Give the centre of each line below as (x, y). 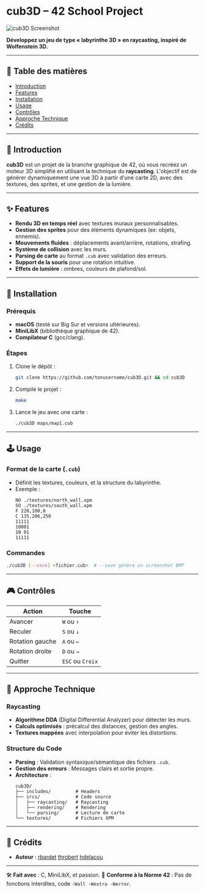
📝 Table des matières (47, 71)
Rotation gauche (33, 641)
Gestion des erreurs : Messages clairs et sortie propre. (85, 768)
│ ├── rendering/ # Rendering (60, 807)
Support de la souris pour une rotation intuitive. (75, 262)
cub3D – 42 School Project (75, 11)
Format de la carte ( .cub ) (43, 469)
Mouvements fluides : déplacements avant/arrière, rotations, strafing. (103, 243)
